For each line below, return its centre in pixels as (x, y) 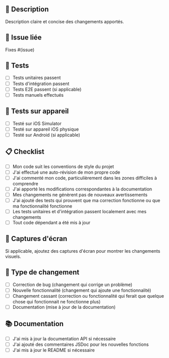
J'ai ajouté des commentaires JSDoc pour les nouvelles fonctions (80, 344)
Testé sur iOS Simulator (37, 123)
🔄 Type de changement (42, 272)
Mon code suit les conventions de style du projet (63, 166)
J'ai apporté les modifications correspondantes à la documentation (82, 189)
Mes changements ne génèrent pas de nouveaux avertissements (80, 194)
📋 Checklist (25, 152)
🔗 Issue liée (23, 38)
